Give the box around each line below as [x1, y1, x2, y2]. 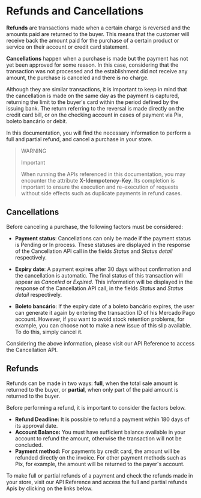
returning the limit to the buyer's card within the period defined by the [6, 98, 179, 106]
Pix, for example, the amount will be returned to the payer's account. [14, 460, 185, 467]
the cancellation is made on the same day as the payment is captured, [6, 92, 179, 99]
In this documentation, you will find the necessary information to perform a [6, 129, 191, 136]
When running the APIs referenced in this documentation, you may [20, 170, 186, 178]
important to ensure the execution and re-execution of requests [20, 183, 178, 190]
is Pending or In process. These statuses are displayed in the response [14, 241, 190, 248]
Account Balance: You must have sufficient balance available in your [14, 428, 186, 436]
